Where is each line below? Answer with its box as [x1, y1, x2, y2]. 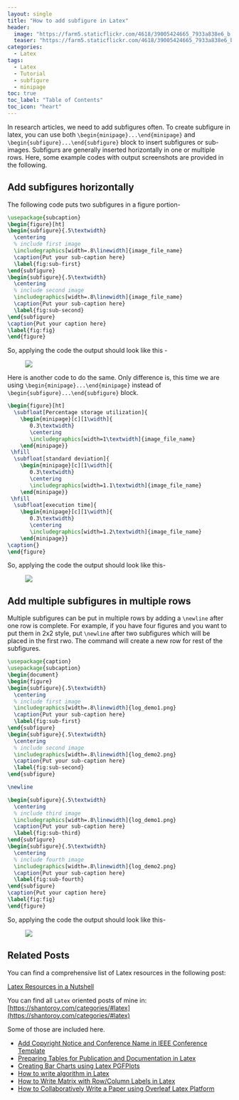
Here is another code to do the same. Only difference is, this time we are [7, 374, 220, 382]
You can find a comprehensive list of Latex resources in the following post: [7, 968, 226, 977]
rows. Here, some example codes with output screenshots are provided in [7, 153, 224, 161]
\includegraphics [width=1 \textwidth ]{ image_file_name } [29, 436, 196, 443]
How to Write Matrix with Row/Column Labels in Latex [17, 1076, 176, 1085]
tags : [7, 57, 23, 64]
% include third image [14, 810, 81, 817]
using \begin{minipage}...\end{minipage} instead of [7, 381, 161, 389]
